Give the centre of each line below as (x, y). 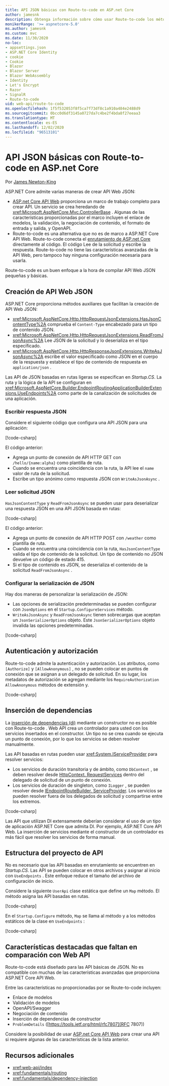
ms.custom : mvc (21, 33)
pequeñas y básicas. (27, 276)
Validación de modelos (36, 1003)
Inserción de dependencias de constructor (57, 1019)
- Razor (13, 90)
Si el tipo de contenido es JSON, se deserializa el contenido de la (80, 565)
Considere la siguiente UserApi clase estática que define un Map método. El (82, 891)
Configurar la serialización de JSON (50, 583)
